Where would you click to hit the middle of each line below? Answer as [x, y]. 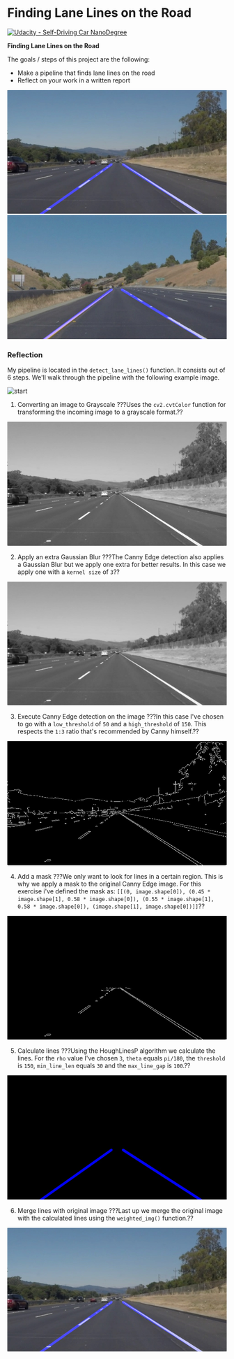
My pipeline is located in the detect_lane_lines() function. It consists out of [116, 370]
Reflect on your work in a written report [74, 80]
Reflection [25, 354]
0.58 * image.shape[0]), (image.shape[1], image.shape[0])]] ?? [111, 906]
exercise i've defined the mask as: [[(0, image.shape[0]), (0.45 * [114, 891]
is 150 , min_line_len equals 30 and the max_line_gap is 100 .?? [104, 1066]
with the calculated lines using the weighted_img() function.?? [105, 1218]
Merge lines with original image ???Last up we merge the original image [120, 1210]
